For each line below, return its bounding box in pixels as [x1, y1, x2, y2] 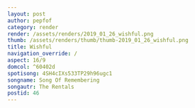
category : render [7, 23, 59, 31]
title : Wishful [7, 43, 52, 50]
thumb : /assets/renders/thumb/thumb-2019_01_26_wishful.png [7, 37, 189, 44]
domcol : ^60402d [7, 63, 55, 70]
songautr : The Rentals [7, 83, 74, 90]
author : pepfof [7, 17, 52, 24]
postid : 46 [7, 90, 40, 97]
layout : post [7, 10, 46, 18]
